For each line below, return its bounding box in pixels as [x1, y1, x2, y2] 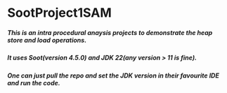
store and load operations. [7, 36, 87, 44]
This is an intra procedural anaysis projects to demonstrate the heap [7, 28, 213, 36]
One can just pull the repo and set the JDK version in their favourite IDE [7, 71, 220, 80]
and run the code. [7, 78, 61, 87]
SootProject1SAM [7, 5, 112, 21]
